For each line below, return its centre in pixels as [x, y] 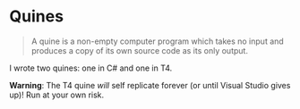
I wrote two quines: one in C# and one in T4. [91, 68]
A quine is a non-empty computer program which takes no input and [157, 41]
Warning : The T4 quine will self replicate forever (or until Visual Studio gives [150, 85]
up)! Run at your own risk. [57, 95]
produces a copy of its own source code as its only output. [140, 50]
